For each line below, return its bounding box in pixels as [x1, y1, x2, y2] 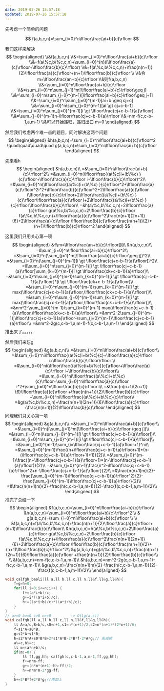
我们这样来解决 [5, 46, 35, 52]
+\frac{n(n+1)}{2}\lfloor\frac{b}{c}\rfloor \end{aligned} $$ [23, 404, 141, 410]
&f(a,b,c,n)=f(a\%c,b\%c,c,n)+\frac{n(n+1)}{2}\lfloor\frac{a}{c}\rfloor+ [11, 520, 153, 526]
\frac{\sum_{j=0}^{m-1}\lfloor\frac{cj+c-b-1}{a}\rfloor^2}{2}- [20, 473, 143, 478]
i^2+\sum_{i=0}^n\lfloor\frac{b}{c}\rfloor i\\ [16, 383, 102, 389]
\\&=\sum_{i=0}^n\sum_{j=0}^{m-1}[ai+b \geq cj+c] [31, 97, 133, 103]
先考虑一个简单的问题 [5, 26, 48, 32]
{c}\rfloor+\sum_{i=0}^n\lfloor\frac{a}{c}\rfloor [35, 378, 129, 384]
